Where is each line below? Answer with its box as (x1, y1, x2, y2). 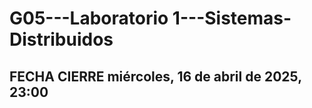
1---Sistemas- (172, 7, 292, 30)
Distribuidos (9, 28, 114, 51)
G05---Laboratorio (9, 7, 169, 30)
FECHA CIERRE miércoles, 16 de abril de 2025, (9, 68, 302, 85)
